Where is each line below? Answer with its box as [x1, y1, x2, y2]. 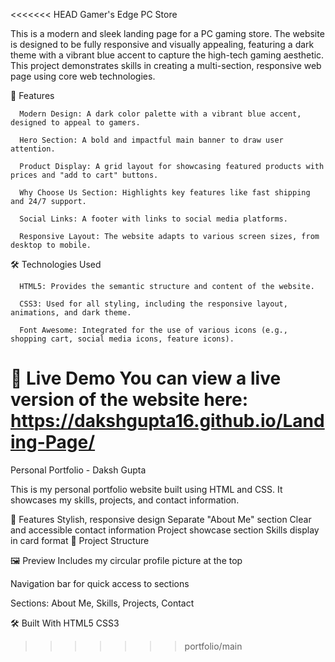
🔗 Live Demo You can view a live [10, 367, 282, 390]
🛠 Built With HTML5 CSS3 [10, 617, 120, 629]
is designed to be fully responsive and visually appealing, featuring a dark [10, 39, 315, 50]
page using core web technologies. [10, 70, 156, 82]
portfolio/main [184, 640, 243, 652]
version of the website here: [10, 389, 249, 411]
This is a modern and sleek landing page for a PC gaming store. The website [10, 28, 325, 39]
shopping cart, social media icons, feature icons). [10, 334, 235, 344]
